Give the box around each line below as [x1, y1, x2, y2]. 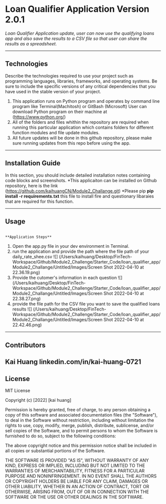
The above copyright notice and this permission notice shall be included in [5, 442, 157, 448]
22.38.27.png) [12, 296, 41, 302]
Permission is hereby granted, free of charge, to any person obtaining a [5, 406, 151, 413]
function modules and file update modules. [12, 129, 100, 135]
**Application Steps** [5, 234, 52, 240]
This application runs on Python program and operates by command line [12, 98, 160, 104]
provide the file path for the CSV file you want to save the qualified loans [12, 301, 161, 307]
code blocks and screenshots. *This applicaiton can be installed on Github [5, 177, 157, 183]
